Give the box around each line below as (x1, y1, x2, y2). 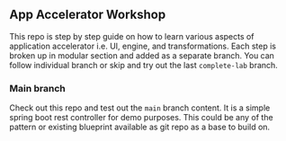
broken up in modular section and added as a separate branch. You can (9, 49, 274, 61)
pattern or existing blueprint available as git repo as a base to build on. (9, 121, 271, 133)
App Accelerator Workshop (9, 7, 166, 22)
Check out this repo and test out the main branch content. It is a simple (9, 102, 271, 113)
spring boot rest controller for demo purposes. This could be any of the (9, 112, 273, 123)
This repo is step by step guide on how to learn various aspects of (9, 31, 255, 41)
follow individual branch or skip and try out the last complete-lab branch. (9, 59, 279, 70)
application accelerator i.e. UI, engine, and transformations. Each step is (9, 40, 277, 51)
